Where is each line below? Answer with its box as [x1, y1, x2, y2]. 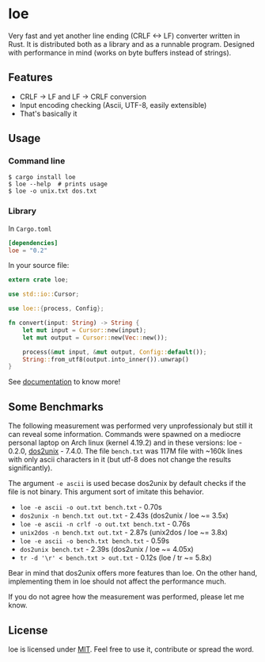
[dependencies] [8, 239, 59, 247]
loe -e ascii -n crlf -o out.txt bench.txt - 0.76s [19, 519, 191, 529]
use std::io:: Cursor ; [8, 290, 80, 298]
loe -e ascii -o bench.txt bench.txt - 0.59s [19, 536, 170, 545]
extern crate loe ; [8, 276, 69, 284]
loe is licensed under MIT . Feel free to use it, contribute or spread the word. [8, 644, 255, 654]
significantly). [8, 463, 53, 473]
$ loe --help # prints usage [8, 180, 108, 189]
